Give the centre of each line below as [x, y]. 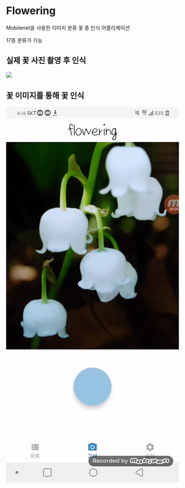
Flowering [31, 11]
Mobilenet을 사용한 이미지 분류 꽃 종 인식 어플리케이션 [68, 28]
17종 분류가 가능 [24, 40]
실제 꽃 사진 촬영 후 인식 [46, 61]
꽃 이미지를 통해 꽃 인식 [45, 96]
